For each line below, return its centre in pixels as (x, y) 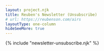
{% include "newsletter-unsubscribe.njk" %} (52, 43)
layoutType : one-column (31, 24)
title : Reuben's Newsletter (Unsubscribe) (51, 15)
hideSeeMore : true (25, 29)
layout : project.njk (27, 10)
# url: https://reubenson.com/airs (43, 19)
